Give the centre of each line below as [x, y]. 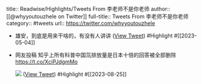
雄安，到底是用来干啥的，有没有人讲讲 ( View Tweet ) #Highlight [94, 36]
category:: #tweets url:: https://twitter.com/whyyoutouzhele [81, 23]
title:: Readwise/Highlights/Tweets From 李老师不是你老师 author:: [88, 9]
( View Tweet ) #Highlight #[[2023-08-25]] [75, 74]
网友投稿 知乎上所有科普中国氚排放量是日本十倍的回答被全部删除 [96, 55]
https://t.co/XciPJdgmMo [46, 62]
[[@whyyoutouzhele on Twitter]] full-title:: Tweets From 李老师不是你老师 [98, 16]
